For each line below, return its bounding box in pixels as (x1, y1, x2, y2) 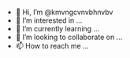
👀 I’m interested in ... (15, 16, 83, 25)
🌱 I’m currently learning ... (15, 24, 100, 33)
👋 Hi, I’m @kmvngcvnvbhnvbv (15, 8, 113, 16)
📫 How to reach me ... (15, 42, 89, 50)
